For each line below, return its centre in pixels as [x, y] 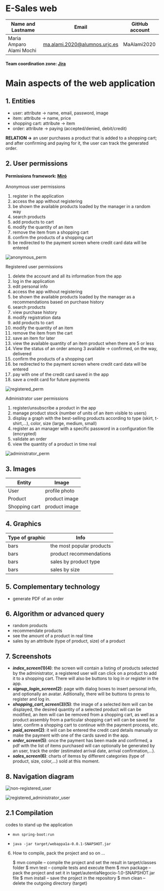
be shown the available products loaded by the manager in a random [81, 206]
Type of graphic [27, 538]
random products [30, 626]
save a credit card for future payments [51, 380]
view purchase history [35, 313]
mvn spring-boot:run [33, 835]
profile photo [60, 491]
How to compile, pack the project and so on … [59, 853]
